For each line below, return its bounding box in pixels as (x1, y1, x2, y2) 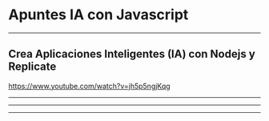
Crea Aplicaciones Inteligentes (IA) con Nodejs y (8, 47, 256, 61)
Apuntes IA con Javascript (8, 6, 189, 24)
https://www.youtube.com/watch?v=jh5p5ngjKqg (8, 81, 171, 91)
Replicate (8, 60, 57, 74)
